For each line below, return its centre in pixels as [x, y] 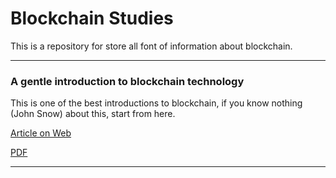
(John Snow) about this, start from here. [93, 114]
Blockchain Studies [92, 18]
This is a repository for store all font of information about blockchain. [151, 46]
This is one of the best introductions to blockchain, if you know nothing [156, 103]
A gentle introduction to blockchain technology [127, 81]
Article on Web [41, 133]
